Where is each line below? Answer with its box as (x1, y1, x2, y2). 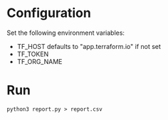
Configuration (6, 5, 92, 21)
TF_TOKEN (16, 50, 49, 58)
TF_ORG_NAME (16, 57, 63, 65)
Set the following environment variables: (6, 28, 125, 37)
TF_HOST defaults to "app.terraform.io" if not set (16, 42, 162, 50)
